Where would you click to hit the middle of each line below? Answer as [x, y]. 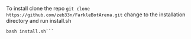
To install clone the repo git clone [48, 8]
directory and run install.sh [39, 21]
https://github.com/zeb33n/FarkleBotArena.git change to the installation [96, 15]
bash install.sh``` [30, 31]
